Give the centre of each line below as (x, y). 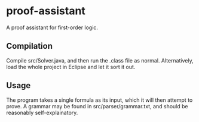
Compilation (29, 46)
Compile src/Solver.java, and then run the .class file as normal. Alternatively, (100, 60)
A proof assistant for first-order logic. (52, 27)
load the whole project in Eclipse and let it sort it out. (71, 67)
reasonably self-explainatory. (42, 112)
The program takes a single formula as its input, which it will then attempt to (99, 100)
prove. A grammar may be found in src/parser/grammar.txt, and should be (97, 106)
